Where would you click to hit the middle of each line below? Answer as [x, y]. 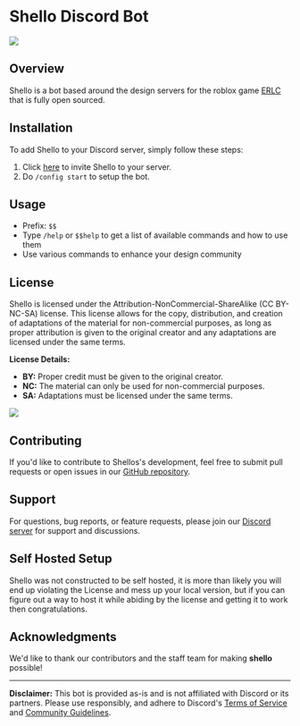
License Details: [40, 359]
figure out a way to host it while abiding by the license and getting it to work [149, 599]
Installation [41, 128]
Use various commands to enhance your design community [132, 254]
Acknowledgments [63, 637]
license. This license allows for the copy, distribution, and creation [161, 314]
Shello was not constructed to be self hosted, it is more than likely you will [146, 580]
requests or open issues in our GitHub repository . [100, 472]
